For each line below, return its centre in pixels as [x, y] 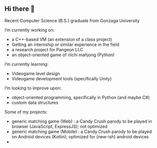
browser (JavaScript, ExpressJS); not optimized [59, 126]
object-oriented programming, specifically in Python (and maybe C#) [81, 97]
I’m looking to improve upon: [33, 88]
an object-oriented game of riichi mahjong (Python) [63, 55]
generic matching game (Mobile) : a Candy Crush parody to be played [82, 132]
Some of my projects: [26, 112]
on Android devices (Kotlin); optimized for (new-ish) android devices [80, 136]
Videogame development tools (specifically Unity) [62, 78]
